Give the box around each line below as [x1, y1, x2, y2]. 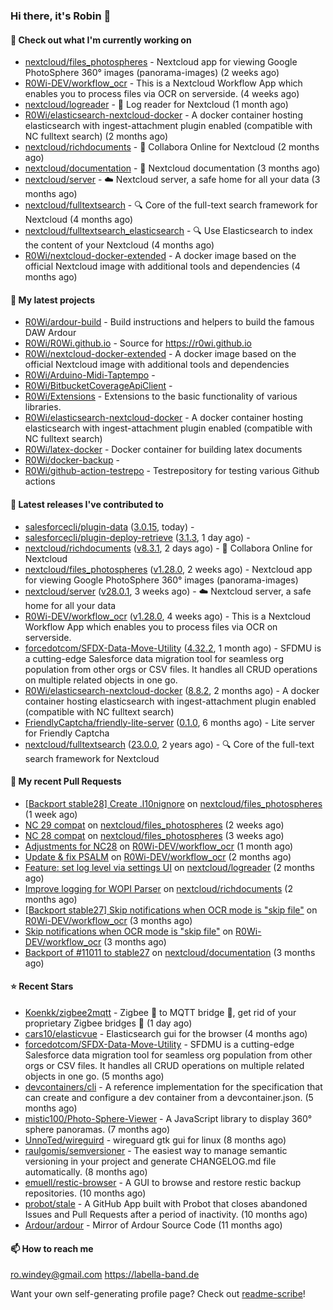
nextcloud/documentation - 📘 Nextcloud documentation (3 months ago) [24, 162, 321, 174]
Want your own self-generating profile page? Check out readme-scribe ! [10, 1288, 306, 1300]
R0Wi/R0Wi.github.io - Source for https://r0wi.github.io [24, 337, 252, 349]
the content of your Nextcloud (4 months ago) [24, 239, 215, 251]
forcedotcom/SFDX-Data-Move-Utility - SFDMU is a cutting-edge [24, 1038, 295, 1050]
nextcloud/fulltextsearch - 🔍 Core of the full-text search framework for [24, 199, 318, 211]
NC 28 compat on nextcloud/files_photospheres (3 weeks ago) [24, 829, 285, 841]
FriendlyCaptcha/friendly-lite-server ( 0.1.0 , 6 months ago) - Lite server [24, 716, 316, 728]
